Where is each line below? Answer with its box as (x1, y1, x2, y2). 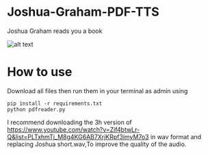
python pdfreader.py (7, 106, 66, 113)
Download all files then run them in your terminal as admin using (7, 86, 188, 95)
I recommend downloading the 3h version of (7, 118, 132, 126)
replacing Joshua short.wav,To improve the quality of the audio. (7, 140, 187, 148)
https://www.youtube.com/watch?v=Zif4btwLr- (7, 125, 140, 134)
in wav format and (150, 132, 202, 141)
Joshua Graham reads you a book (7, 27, 103, 35)
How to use (7, 64, 73, 80)
